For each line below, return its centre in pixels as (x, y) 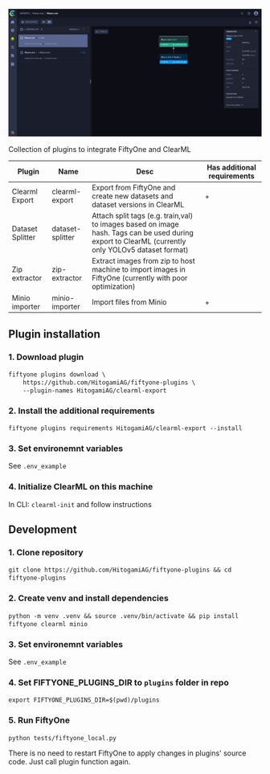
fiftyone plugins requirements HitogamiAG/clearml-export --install (125, 428)
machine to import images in (139, 269)
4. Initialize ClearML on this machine (81, 487)
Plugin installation (54, 334)
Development (43, 530)
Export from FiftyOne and (134, 187)
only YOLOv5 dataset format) (140, 250)
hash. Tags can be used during (143, 233)
